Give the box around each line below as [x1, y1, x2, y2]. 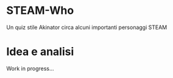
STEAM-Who [6, 4, 74, 18]
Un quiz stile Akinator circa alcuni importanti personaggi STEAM [6, 24, 168, 31]
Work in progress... [6, 65, 54, 72]
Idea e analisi [6, 45, 74, 59]
